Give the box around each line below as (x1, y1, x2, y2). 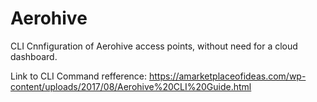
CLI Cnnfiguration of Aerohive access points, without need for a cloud (10, 40, 298, 52)
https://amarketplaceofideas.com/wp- (148, 70, 307, 82)
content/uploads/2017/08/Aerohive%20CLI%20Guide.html (10, 80, 252, 92)
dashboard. (10, 50, 58, 62)
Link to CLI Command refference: (10, 70, 148, 82)
